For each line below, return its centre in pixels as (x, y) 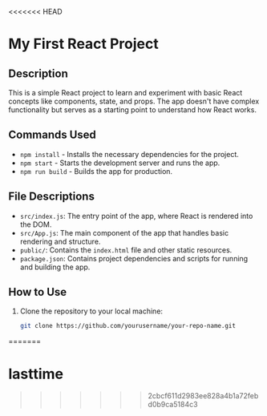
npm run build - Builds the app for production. (96, 171)
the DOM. (36, 224)
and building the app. (55, 267)
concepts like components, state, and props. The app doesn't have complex (134, 101)
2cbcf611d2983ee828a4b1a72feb (203, 396)
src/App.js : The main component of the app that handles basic (124, 232)
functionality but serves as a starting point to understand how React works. (132, 110)
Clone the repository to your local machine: (91, 311)
